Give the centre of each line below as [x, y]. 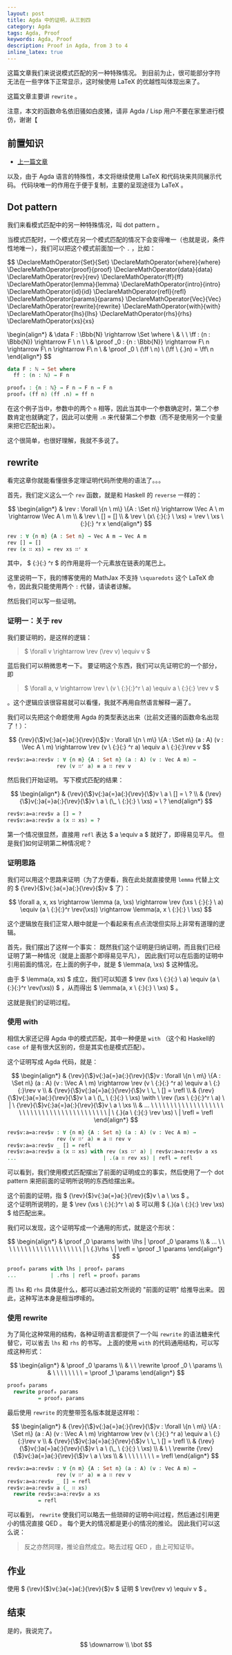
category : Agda [29, 26]
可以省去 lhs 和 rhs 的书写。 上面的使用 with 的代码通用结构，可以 [119, 1343]
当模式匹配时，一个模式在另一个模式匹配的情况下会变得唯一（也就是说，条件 [116, 239]
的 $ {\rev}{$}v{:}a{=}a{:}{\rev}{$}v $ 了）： [69, 888]
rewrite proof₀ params [46, 1392]
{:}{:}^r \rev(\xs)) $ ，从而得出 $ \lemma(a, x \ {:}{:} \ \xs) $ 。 [95, 987]
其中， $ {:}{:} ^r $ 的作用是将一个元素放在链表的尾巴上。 [88, 563]
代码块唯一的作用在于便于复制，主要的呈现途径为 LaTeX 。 [104, 185]
